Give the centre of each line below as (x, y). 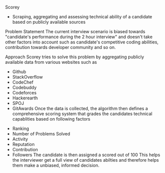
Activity (20, 139)
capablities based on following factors (51, 119)
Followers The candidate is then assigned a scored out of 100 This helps (86, 155)
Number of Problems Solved (41, 134)
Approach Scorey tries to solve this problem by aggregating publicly (75, 57)
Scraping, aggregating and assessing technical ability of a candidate (82, 17)
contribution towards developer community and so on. (60, 47)
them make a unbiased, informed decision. (56, 165)
